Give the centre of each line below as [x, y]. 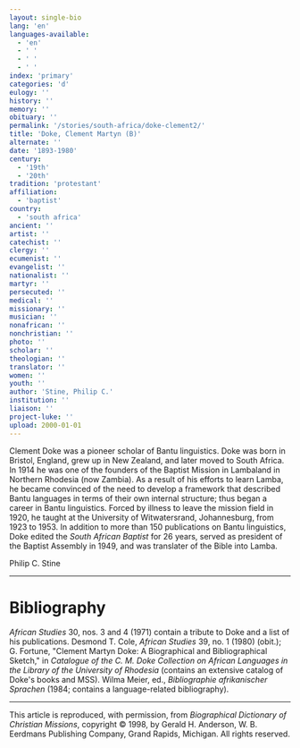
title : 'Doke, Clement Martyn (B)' [75, 134]
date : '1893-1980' [43, 150]
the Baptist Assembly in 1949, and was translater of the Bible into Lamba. [144, 546]
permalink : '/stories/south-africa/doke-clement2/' [107, 126]
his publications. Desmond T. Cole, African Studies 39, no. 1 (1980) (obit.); [146, 642]
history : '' [31, 101]
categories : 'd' [39, 84]
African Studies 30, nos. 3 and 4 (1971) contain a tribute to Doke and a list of [150, 633]
